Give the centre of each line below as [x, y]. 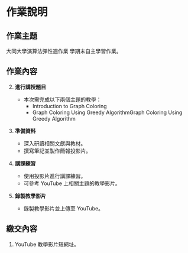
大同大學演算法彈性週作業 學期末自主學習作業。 [64, 51]
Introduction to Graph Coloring [70, 106]
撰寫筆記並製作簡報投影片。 [57, 151]
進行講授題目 [30, 87]
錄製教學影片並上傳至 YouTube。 [63, 208]
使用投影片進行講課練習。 [55, 176]
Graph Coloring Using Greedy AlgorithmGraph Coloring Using [107, 112]
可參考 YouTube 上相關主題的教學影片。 [72, 183]
